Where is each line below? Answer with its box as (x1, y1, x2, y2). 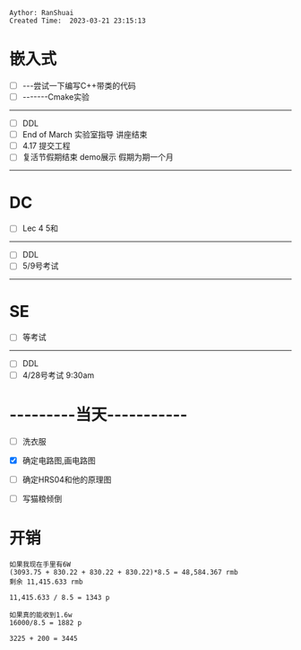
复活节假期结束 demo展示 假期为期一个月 (21, 152, 175, 162)
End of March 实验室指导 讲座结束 (21, 129, 148, 140)
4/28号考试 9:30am (21, 369, 95, 381)
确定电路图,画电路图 (21, 454, 96, 466)
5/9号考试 (21, 260, 59, 271)
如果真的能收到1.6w (9, 610, 73, 619)
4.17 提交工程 (21, 140, 71, 152)
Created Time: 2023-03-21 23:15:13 (9, 16, 146, 25)
